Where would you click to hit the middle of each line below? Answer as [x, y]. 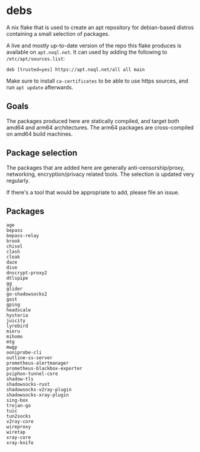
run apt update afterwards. [40, 87]
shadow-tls [20, 379]
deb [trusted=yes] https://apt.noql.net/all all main [76, 69]
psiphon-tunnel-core [32, 374]
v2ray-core [20, 422]
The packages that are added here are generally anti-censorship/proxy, [95, 167]
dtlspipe [17, 278]
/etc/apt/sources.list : [36, 58]
